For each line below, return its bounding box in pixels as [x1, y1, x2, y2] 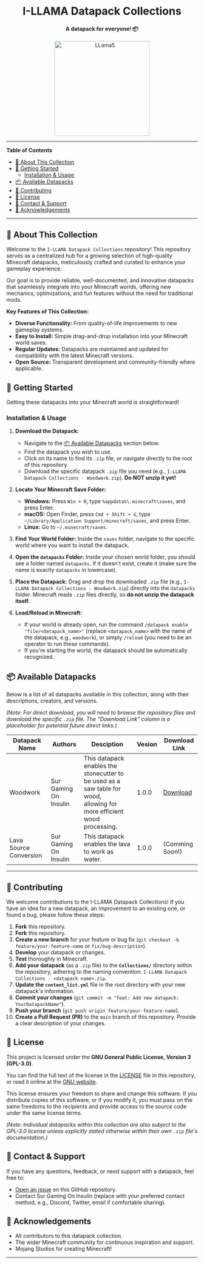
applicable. [15, 365, 43, 372]
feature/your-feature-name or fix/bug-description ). [15, 942, 147, 950]
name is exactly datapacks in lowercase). [15, 566, 117, 574]
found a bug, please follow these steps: [6, 911, 105, 918]
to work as [84, 848, 114, 856]
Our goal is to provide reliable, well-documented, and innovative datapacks [6, 277, 194, 284]
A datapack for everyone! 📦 [66, 25, 138, 32]
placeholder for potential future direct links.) [6, 722, 117, 729]
